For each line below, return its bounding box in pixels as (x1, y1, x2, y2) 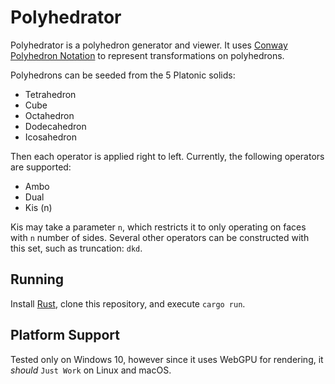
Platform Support (10, 327, 120, 344)
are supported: (10, 161, 72, 173)
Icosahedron (24, 131, 77, 143)
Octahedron (24, 109, 75, 121)
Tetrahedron (24, 88, 77, 100)
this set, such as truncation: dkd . (10, 242, 143, 254)
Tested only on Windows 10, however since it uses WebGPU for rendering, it (10, 353, 324, 365)
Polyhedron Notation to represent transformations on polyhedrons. (10, 49, 285, 61)
